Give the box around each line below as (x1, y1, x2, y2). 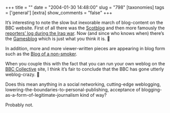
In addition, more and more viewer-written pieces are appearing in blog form (5, 46, 165, 51)
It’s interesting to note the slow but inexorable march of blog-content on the (5, 20, 163, 25)
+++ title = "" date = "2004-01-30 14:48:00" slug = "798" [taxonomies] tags (5, 5, 164, 10)
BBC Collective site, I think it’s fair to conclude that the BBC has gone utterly (5, 66, 164, 72)
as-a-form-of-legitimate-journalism (5, 92, 79, 98)
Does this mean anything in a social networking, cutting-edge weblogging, (5, 81, 161, 87)
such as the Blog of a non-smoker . (5, 51, 78, 57)
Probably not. (5, 102, 34, 108)
